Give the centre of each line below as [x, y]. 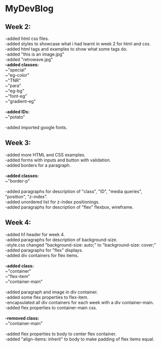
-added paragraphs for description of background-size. [61, 240]
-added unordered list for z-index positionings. [52, 202]
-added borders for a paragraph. [38, 165]
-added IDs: [17, 112]
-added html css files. [27, 38]
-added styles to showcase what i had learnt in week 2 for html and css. [78, 44]
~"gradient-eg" [20, 101]
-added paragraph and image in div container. [52, 292]
